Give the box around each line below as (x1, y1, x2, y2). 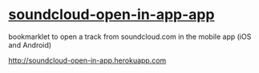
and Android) (8, 40, 52, 49)
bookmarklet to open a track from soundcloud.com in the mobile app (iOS (8, 32, 252, 41)
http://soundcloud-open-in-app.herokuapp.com (8, 56, 167, 65)
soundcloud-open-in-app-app (8, 6, 215, 24)
